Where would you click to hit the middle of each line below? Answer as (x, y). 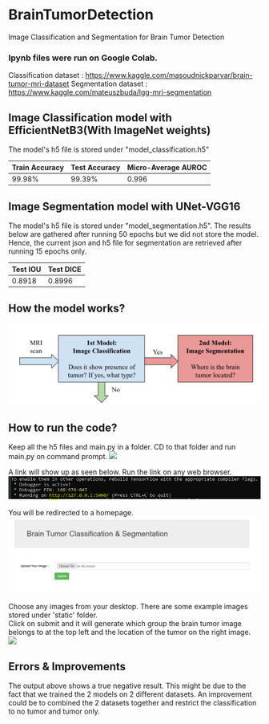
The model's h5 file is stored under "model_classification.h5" (109, 149)
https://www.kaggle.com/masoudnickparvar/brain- (169, 75)
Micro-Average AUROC (167, 167)
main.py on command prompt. (58, 456)
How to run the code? (63, 427)
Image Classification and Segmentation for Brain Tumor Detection (116, 37)
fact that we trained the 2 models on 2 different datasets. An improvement (130, 694)
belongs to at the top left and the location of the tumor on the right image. (130, 632)
